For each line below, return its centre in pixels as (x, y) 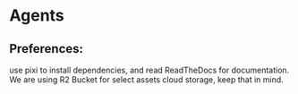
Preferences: (46, 49)
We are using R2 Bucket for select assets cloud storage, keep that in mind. (146, 80)
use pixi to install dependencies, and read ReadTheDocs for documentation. (149, 70)
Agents (37, 16)
